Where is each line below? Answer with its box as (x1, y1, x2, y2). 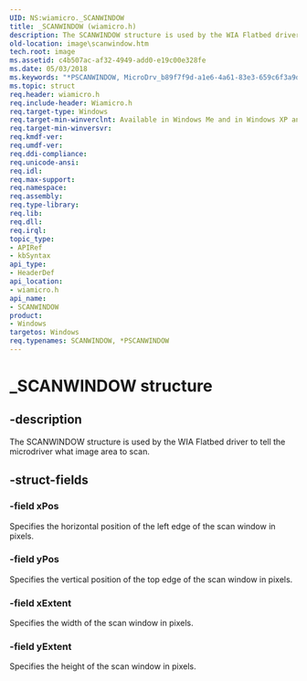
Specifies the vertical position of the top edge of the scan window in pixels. (9, 573, 293, 585)
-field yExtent (9, 641, 72, 654)
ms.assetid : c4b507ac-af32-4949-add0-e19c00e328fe (9, 56, 206, 65)
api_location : (9, 277, 64, 286)
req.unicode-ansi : (9, 157, 79, 167)
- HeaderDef (9, 269, 55, 278)
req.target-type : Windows (9, 107, 108, 116)
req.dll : (9, 217, 43, 227)
